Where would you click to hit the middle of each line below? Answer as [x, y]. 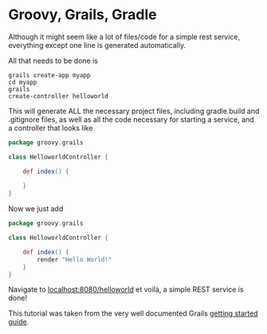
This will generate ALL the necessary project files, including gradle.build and [134, 111]
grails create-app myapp [49, 75]
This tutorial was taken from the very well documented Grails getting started [133, 313]
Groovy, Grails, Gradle [82, 15]
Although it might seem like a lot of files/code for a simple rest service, [124, 37]
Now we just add [36, 209]
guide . [19, 322]
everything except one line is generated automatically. [97, 45]
